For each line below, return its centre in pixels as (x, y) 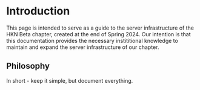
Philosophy (28, 66)
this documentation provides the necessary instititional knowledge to (92, 40)
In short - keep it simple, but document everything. (70, 80)
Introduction (38, 11)
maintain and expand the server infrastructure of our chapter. (83, 47)
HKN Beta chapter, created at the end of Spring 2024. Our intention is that (98, 34)
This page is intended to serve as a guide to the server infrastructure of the (100, 28)
